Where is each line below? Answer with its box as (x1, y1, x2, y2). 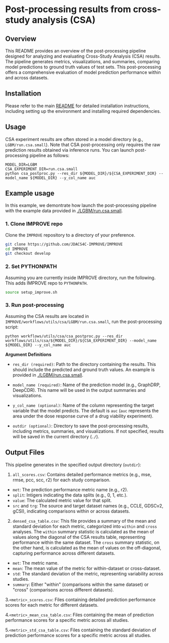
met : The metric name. (12, 560, 59, 566)
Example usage (5, 189, 54, 198)
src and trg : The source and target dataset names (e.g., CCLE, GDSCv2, (12, 502, 163, 509)
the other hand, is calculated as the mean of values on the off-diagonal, (12, 544, 161, 550)
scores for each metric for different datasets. (5, 602, 99, 608)
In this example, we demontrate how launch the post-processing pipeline (5, 202, 157, 208)
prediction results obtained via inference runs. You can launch (5, 147, 135, 153)
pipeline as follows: (29, 152, 70, 158)
